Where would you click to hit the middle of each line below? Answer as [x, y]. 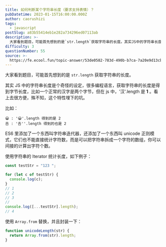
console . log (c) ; [26, 179]
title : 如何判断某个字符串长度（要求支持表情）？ [50, 10]
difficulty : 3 [20, 46]
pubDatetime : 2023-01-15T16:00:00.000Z [46, 14]
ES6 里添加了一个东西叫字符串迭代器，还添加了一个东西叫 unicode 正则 [78, 133]
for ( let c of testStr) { [32, 175]
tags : [11, 23]
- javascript [23, 28]
